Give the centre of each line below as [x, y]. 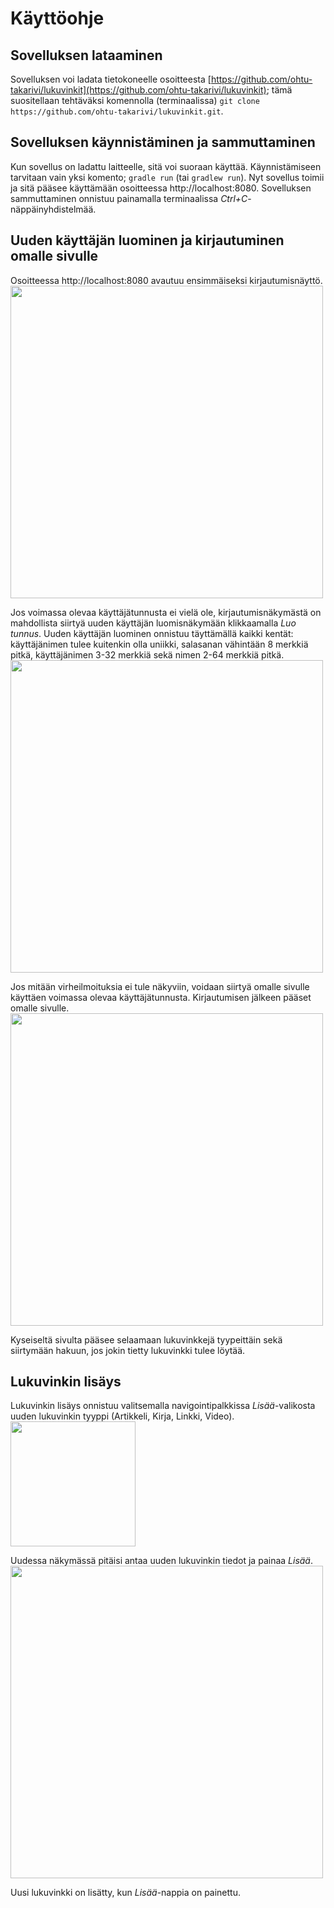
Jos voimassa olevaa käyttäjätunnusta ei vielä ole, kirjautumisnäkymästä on [166, 612]
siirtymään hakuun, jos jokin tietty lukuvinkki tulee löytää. [128, 1350]
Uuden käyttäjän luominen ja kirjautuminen [147, 240]
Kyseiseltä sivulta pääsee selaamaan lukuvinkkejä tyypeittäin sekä [146, 1339]
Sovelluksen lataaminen [86, 55]
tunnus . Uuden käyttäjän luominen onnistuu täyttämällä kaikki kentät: [152, 633]
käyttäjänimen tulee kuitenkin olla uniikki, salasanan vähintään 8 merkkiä [159, 644]
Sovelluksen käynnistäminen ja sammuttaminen [163, 142]
